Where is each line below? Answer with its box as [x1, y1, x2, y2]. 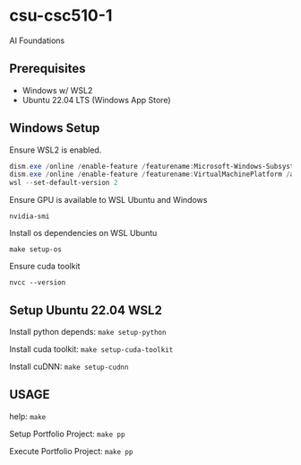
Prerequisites [9, 61, 86, 76]
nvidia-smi [9, 212, 50, 221]
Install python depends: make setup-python [9, 327, 167, 337]
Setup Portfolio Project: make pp [9, 428, 125, 439]
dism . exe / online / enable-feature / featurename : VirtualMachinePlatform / [9, 170, 291, 180]
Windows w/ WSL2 [21, 84, 93, 95]
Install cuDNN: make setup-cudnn [9, 361, 129, 372]
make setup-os [9, 245, 63, 254]
